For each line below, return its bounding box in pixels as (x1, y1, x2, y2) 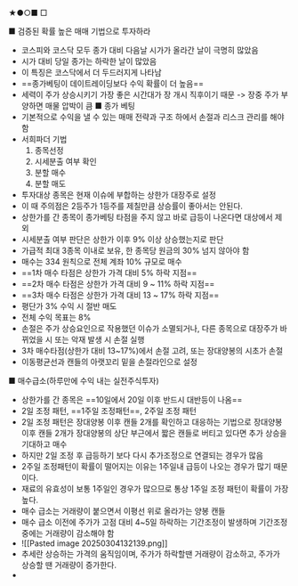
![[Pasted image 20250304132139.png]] (20, 538, 168, 549)
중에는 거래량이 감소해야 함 (20, 528, 115, 538)
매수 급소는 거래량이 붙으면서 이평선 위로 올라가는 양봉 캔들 (20, 506, 226, 516)
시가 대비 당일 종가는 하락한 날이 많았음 (20, 56, 157, 66)
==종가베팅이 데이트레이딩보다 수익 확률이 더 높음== (20, 78, 205, 88)
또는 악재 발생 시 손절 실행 (54, 334, 145, 345)
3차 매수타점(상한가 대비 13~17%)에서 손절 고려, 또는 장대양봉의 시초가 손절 (20, 346, 284, 355)
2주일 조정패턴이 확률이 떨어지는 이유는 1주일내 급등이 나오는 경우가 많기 (20, 461, 272, 471)
